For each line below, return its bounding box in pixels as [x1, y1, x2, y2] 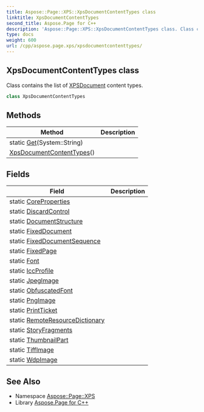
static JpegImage [9, 276, 59, 285]
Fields [6, 169, 30, 180]
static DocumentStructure [9, 217, 83, 226]
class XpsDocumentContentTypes [6, 93, 86, 99]
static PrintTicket [9, 306, 58, 315]
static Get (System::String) [9, 138, 83, 147]
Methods [6, 110, 41, 120]
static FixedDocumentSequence [9, 237, 101, 245]
